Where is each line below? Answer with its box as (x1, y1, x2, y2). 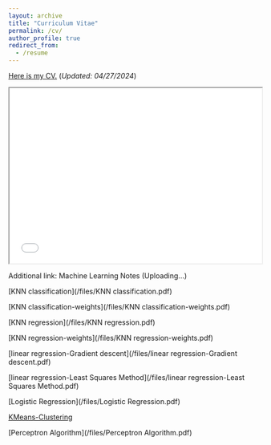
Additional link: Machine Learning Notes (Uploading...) (8, 271, 188, 281)
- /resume (15, 49, 48, 57)
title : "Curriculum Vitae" (8, 19, 99, 27)
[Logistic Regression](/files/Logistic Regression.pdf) (8, 397, 180, 406)
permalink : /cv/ (8, 26, 63, 34)
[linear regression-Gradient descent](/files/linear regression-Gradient (8, 349, 238, 358)
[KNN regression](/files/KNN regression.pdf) (8, 318, 156, 327)
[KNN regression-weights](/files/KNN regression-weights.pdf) (8, 334, 214, 342)
